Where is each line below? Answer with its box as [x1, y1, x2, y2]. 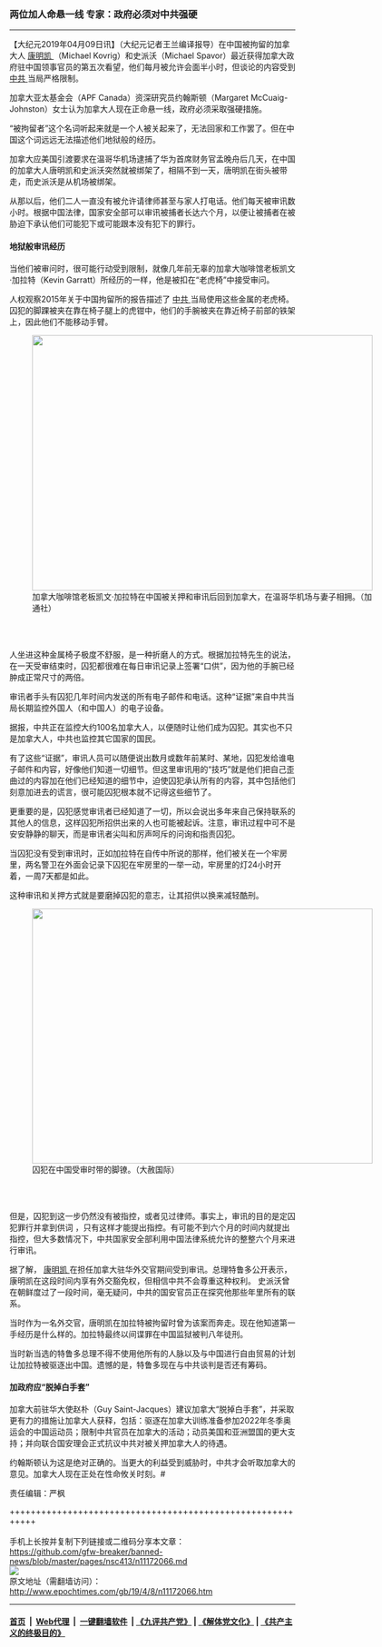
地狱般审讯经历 [9, 241, 65, 252]
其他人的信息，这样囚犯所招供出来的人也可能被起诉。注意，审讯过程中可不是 [9, 817, 296, 828]
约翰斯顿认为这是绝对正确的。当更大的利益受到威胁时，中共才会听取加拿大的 [9, 1456, 296, 1468]
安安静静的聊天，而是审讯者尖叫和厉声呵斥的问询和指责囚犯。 [9, 828, 240, 839]
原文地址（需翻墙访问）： [9, 1575, 102, 1586]
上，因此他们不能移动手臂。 [9, 316, 113, 327]
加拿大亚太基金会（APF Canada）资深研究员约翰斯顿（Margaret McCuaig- [9, 93, 289, 104]
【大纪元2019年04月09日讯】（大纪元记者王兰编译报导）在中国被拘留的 [9, 39, 275, 50]
